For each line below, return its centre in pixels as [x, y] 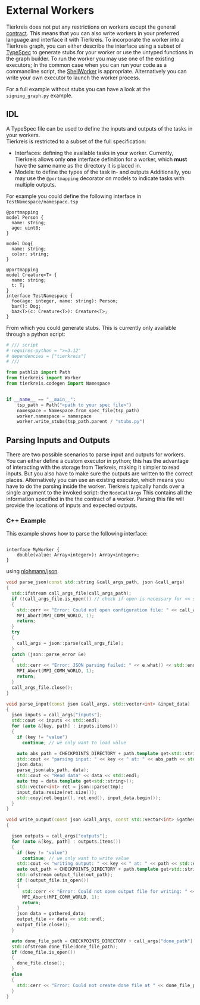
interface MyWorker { [33, 550]
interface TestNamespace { [40, 296]
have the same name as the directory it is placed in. [78, 165]
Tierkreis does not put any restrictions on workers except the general [91, 27]
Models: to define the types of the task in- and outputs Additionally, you [103, 172]
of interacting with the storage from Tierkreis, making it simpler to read [93, 467]
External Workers [50, 10]
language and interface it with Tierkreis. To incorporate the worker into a [95, 39]
